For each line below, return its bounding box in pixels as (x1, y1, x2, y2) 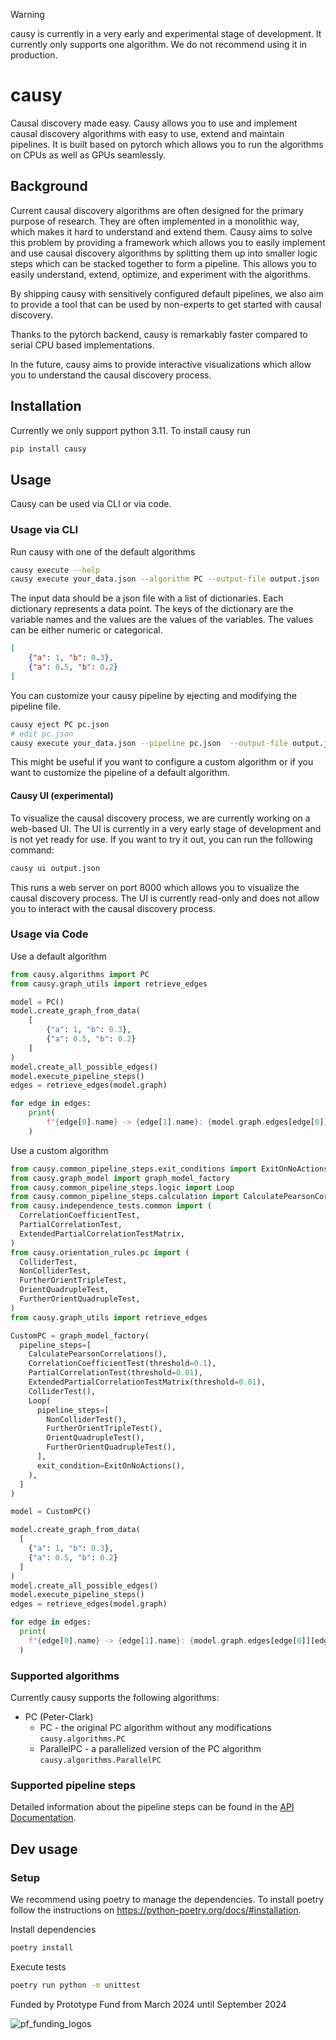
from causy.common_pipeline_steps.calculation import (10, 1192, 240, 1202)
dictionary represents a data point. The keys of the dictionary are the (10, 603, 294, 615)
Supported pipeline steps (10, 1778, 136, 1792)
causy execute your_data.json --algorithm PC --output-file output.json (10, 574, 320, 584)
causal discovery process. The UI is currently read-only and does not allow (10, 892, 320, 904)
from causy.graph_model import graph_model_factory (10, 1173, 230, 1183)
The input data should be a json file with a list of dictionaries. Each (10, 592, 284, 604)
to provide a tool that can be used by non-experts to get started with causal (10, 298, 322, 310)
